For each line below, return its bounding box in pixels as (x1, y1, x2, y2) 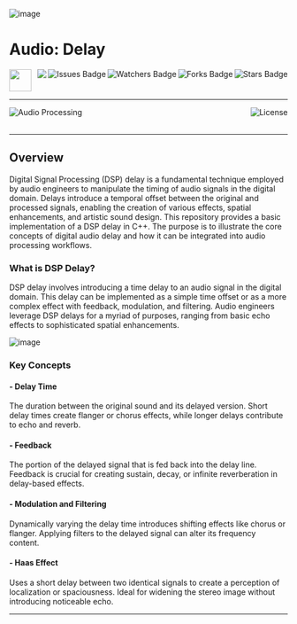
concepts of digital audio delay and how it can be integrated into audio (9, 230, 266, 241)
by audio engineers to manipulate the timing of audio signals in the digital (9, 183, 276, 194)
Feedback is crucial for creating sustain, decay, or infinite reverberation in (9, 469, 278, 480)
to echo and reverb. (9, 419, 81, 430)
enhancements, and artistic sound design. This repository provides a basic (9, 211, 281, 222)
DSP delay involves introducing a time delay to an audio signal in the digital (9, 282, 282, 292)
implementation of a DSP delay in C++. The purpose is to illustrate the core (9, 221, 283, 231)
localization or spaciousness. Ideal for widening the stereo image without (9, 586, 276, 597)
